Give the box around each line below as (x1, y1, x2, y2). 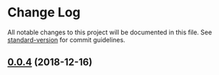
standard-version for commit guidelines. (7, 35, 126, 44)
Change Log (7, 4, 81, 21)
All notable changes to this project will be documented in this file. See (7, 28, 213, 36)
